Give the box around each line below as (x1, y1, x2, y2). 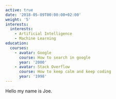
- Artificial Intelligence (14, 31, 72, 36)
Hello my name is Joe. (5, 88, 52, 94)
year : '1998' (18, 74, 47, 79)
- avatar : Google (14, 50, 52, 55)
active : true (5, 7, 33, 13)
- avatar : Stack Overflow (14, 64, 70, 69)
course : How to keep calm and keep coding (18, 69, 111, 75)
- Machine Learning (14, 36, 56, 41)
